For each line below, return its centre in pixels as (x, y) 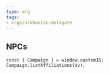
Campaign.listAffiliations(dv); (46, 66)
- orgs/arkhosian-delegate (39, 22)
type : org (18, 12)
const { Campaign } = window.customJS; (55, 60)
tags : (13, 17)
